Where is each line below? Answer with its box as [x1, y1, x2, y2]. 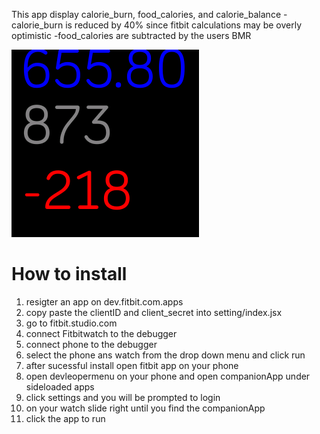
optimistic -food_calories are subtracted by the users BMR [11, 30, 252, 41]
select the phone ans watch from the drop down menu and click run [25, 349, 306, 361]
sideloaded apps [25, 380, 95, 393]
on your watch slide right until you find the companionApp [25, 402, 266, 414]
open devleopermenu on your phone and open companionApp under [25, 370, 311, 382]
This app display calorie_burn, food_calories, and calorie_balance [11, 9, 282, 20]
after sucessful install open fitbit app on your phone [25, 359, 239, 371]
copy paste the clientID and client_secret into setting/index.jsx [25, 306, 283, 318]
